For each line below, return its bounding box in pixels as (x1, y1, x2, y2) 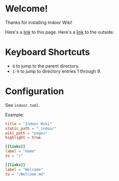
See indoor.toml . (5, 102, 41, 108)
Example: (5, 111, 24, 117)
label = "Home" (5, 149, 37, 154)
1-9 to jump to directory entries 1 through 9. (12, 68, 102, 74)
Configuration (5, 86, 64, 97)
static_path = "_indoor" (5, 126, 57, 131)
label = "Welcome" (5, 167, 43, 172)
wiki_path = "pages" (5, 130, 48, 136)
